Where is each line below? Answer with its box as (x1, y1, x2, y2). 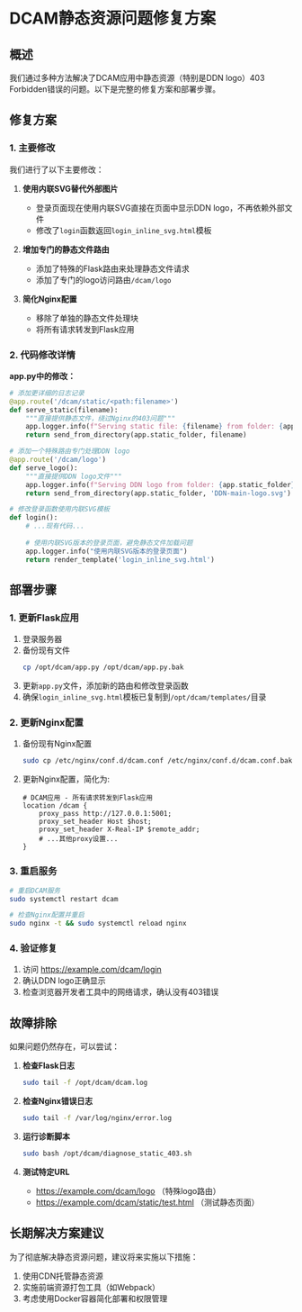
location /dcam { (22, 801, 88, 810)
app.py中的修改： (9, 370, 76, 381)
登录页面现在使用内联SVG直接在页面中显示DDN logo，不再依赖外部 (35, 202, 285, 213)
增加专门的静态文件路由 (22, 244, 110, 255)
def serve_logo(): (9, 463, 78, 473)
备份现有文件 (22, 645, 70, 656)
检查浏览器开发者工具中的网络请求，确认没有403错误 (22, 987, 219, 998)
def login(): (9, 513, 58, 522)
